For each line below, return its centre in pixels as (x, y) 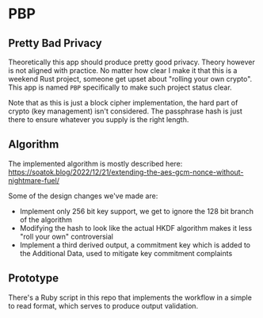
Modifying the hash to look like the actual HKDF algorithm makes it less (135, 228)
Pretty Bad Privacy (55, 43)
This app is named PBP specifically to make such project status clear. (120, 87)
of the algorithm (46, 220)
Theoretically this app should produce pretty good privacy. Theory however (131, 62)
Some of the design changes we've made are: (83, 196)
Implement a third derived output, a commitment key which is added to (135, 245)
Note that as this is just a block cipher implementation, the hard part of (123, 103)
